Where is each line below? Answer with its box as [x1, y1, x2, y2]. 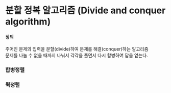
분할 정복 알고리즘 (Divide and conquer [5, 5, 166, 16]
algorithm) [5, 16, 51, 28]
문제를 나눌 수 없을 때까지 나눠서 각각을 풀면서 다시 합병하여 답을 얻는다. [5, 52, 148, 59]
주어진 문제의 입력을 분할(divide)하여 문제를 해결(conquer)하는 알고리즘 [5, 46, 149, 52]
